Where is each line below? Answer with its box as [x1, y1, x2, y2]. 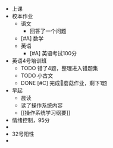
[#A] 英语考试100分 [29, 50, 77, 56]
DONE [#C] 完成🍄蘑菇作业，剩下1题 [20, 80, 108, 86]
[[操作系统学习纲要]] [20, 109, 71, 116]
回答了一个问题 [29, 27, 67, 34]
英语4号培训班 [11, 57, 47, 64]
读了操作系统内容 [20, 102, 63, 109]
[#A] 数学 [20, 35, 44, 42]
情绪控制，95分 [11, 116, 50, 124]
